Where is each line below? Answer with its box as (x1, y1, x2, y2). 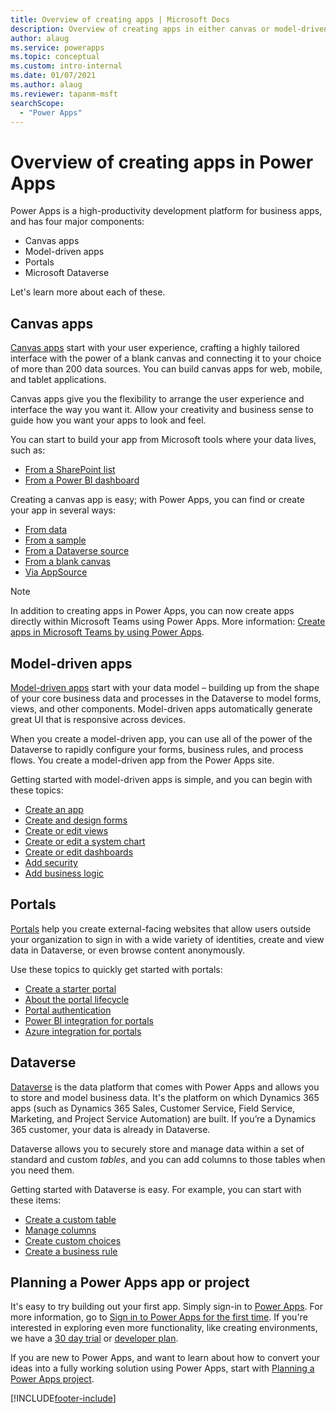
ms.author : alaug (10, 80, 83, 90)
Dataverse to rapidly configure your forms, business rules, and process (10, 743, 304, 755)
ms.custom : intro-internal (10, 61, 123, 71)
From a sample (24, 534, 87, 546)
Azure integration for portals (24, 1025, 142, 1037)
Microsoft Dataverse (24, 267, 110, 279)
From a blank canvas (24, 556, 111, 568)
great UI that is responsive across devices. (10, 713, 186, 725)
